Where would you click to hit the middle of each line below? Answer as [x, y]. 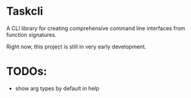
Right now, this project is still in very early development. [76, 47]
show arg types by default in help [57, 88]
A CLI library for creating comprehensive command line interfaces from [96, 28]
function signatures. [31, 34]
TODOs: [27, 71]
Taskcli [25, 11]
